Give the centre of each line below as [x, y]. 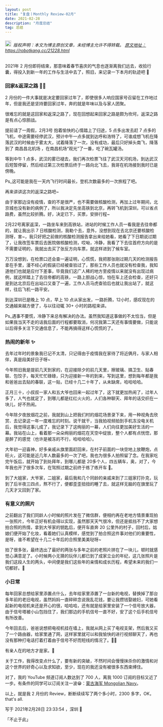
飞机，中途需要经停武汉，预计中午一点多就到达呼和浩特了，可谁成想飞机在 [79, 136]
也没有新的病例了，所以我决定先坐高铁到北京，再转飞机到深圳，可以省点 [86, 208]
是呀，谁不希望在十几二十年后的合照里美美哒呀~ [53, 540]
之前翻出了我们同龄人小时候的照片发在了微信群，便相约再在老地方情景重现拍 [81, 515]
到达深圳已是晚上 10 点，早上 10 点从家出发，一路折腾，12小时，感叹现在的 [80, 300]
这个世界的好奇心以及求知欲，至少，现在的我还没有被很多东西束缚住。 [75, 667]
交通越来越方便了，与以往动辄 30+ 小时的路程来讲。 [57, 305]
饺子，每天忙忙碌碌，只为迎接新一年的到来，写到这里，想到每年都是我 [88, 376]
